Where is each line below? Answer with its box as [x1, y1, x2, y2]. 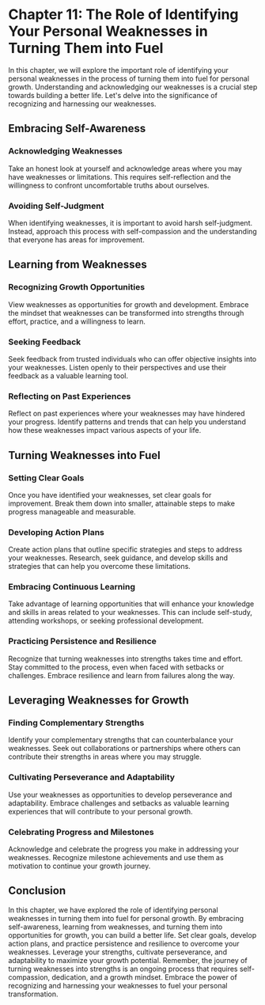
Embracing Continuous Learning [8, 582, 136, 593]
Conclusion [8, 884, 66, 897]
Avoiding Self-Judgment [8, 200, 104, 211]
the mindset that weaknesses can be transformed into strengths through [8, 308, 244, 317]
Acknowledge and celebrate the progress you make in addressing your [8, 844, 240, 854]
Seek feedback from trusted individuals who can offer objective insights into [8, 354, 257, 363]
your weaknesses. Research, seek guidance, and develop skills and [8, 553, 228, 563]
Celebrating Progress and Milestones [8, 826, 154, 837]
